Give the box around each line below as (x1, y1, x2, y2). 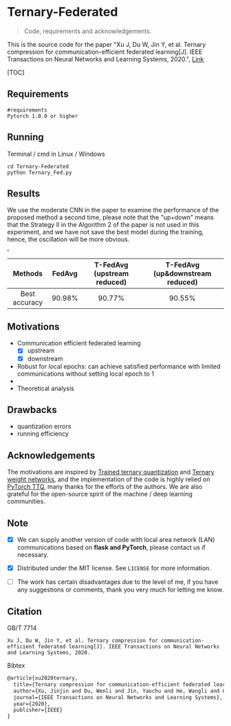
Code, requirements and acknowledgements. (23, 27, 152, 35)
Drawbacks (7, 404, 57, 416)
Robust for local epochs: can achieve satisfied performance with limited (16, 362, 221, 370)
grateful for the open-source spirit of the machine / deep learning (7, 490, 192, 498)
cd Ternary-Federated (7, 163, 69, 170)
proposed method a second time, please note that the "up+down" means (7, 213, 214, 221)
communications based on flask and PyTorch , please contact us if (16, 543, 206, 552)
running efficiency (16, 430, 69, 438)
